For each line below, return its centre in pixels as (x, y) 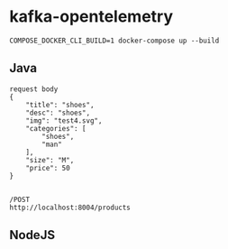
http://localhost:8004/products (70, 207)
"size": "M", (50, 160)
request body (34, 89)
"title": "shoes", (60, 105)
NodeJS (32, 235)
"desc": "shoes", (58, 113)
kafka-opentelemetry (91, 17)
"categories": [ (56, 128)
